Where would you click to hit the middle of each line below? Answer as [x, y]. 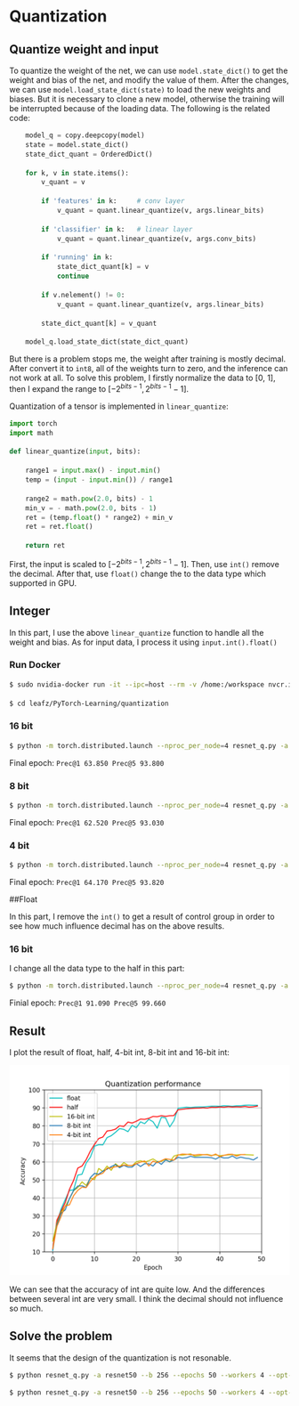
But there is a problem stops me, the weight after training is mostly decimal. [148, 359]
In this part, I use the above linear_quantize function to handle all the [137, 632]
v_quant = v [64, 183]
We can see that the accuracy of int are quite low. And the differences [137, 1289]
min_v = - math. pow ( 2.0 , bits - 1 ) [91, 508]
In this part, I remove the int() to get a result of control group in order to [142, 916]
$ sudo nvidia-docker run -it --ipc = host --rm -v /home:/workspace [137, 684]
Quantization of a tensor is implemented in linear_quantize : [119, 406]
